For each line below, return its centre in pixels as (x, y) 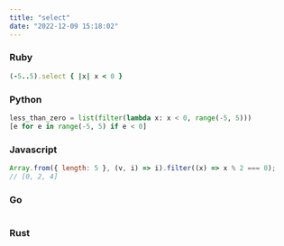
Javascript (33, 150)
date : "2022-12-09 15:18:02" (64, 26)
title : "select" (40, 18)
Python (26, 99)
